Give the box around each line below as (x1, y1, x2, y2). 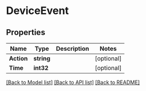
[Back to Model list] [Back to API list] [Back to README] (6, 79, 140, 86)
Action (9, 54, 28, 62)
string (33, 54, 51, 62)
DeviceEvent (6, 4, 69, 17)
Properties (6, 27, 46, 37)
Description (55, 45, 89, 52)
